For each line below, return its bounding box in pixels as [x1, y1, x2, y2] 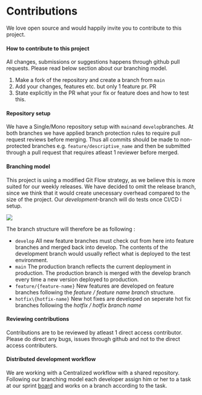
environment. [15, 256, 48, 263]
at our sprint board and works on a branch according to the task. [6, 382, 168, 389]
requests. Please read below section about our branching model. [6, 65, 168, 72]
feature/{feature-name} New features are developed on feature [15, 282, 174, 289]
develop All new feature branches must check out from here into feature [15, 237, 194, 244]
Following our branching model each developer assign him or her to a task [6, 375, 192, 383]
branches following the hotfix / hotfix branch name [15, 302, 142, 309]
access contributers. [6, 342, 57, 349]
